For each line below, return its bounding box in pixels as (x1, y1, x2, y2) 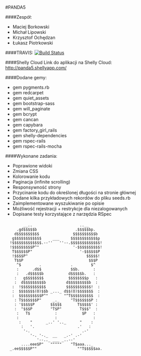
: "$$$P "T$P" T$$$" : (14, 306, 98, 312)
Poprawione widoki (12, 163, 53, 168)
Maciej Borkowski (12, 24, 49, 30)
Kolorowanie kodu (12, 173, 50, 180)
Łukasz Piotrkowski (12, 40, 53, 46)
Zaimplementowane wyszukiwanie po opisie (12, 200, 105, 206)
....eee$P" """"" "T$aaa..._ (21, 341, 94, 347)
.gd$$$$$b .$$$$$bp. (16, 227, 96, 232)
